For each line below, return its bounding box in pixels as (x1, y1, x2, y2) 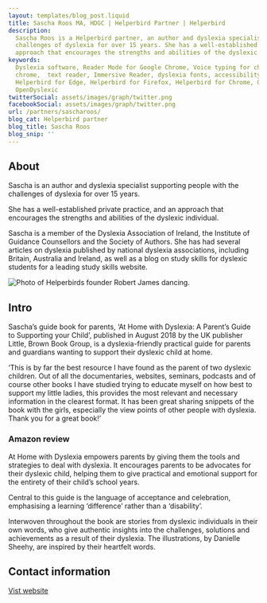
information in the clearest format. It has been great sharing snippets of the (8, 397, 254, 406)
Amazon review (8, 433, 70, 444)
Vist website (8, 586, 49, 596)
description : (8, 26, 52, 34)
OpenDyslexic (15, 85, 59, 94)
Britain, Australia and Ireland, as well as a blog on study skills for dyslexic (8, 254, 248, 264)
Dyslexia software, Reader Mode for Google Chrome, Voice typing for (15, 64, 250, 72)
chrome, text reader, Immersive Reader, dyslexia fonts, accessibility (15, 71, 261, 79)
